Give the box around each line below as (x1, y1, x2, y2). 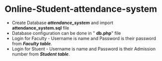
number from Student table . (11, 51, 70, 57)
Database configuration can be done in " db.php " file (11, 30, 121, 36)
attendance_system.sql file (11, 25, 70, 30)
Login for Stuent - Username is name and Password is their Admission (11, 46, 156, 52)
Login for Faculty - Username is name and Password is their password (11, 35, 156, 41)
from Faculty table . (11, 40, 53, 46)
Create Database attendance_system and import (11, 20, 114, 26)
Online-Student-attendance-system (4, 3, 158, 15)
